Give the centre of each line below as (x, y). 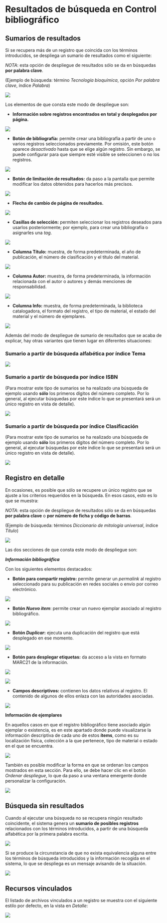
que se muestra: (22, 501)
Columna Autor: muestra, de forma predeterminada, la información (82, 276)
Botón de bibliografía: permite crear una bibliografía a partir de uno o (84, 139)
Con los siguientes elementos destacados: (49, 569)
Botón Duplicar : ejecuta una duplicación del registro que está (76, 632)
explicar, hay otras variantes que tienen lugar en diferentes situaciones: (79, 341)
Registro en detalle (35, 478)
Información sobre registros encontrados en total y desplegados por (84, 114)
